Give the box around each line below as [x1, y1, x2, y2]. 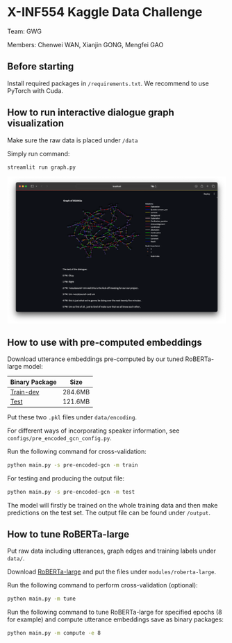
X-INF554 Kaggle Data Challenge [7, 4, 203, 20]
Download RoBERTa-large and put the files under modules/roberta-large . [7, 567, 217, 576]
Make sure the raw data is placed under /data [7, 136, 138, 144]
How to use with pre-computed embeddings [7, 336, 203, 348]
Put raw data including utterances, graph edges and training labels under [7, 546, 217, 556]
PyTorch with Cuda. [7, 86, 64, 94]
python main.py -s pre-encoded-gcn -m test [7, 488, 135, 495]
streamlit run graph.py [7, 164, 76, 171]
